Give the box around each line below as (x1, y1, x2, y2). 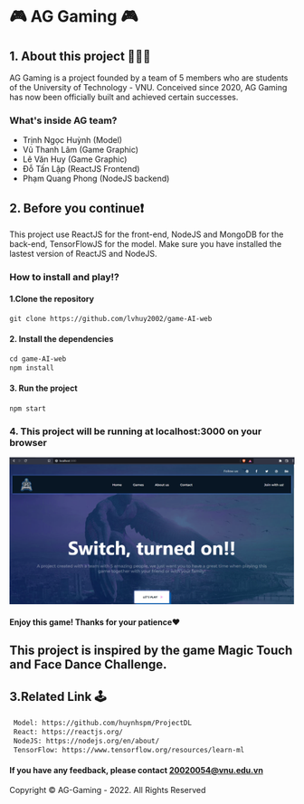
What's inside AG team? (9, 114, 118, 127)
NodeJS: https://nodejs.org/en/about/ (13, 737, 160, 746)
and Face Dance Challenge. (9, 657, 167, 673)
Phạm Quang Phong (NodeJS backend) (22, 173, 170, 184)
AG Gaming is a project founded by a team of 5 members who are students (9, 72, 289, 83)
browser (9, 436, 47, 449)
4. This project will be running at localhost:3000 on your (9, 425, 262, 438)
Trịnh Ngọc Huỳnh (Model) (22, 135, 123, 146)
